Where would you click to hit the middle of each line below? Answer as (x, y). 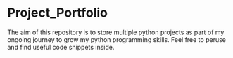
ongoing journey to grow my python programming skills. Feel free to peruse (117, 39)
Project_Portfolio (57, 13)
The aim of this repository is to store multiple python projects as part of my (116, 32)
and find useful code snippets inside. (61, 47)
